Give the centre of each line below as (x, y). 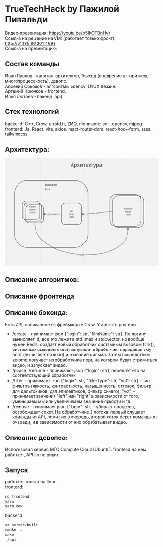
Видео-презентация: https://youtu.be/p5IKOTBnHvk (58, 33)
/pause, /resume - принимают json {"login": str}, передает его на (79, 371)
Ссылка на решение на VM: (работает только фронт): (60, 38)
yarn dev (14, 506)
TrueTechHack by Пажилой (62, 9)
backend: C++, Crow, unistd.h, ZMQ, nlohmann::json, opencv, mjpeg (73, 124)
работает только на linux (31, 482)
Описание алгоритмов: (42, 280)
